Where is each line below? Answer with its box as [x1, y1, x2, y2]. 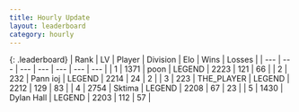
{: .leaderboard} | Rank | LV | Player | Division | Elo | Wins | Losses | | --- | [9, 55, 281, 65]
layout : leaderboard [9, 22, 87, 30]
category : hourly [9, 30, 75, 39]
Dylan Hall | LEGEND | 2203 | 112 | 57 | [9, 92, 151, 103]
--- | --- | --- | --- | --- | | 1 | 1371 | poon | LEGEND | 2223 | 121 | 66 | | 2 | [19, 64, 287, 74]
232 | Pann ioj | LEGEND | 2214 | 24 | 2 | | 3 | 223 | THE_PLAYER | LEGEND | [9, 73, 290, 84]
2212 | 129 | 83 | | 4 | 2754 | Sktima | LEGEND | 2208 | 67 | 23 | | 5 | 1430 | [9, 82, 284, 94]
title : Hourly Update [9, 13, 91, 22]
